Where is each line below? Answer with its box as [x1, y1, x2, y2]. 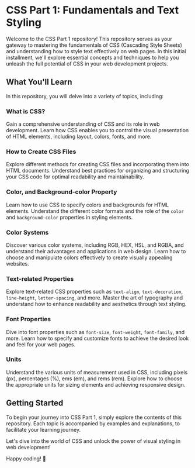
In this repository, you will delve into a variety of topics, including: [6, 92, 164, 99]
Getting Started [6, 398, 64, 408]
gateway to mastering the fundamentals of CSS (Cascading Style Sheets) [6, 42, 183, 49]
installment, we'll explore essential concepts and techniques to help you [6, 54, 179, 61]
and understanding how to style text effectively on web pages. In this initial [6, 47, 186, 54]
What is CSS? [6, 107, 46, 115]
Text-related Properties [6, 274, 74, 283]
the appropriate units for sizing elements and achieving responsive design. [6, 381, 186, 388]
